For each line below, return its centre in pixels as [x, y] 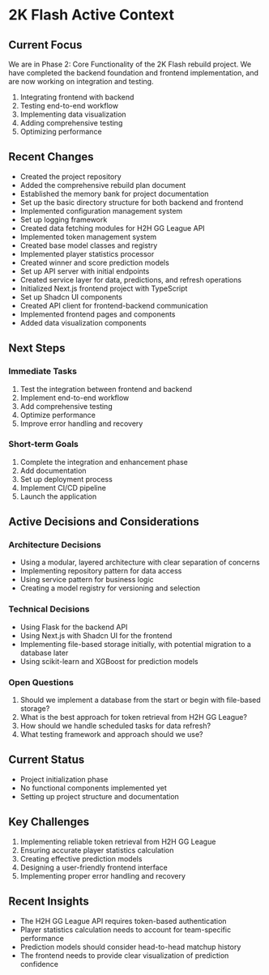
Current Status [47, 760]
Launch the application [58, 496]
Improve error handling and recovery [81, 424]
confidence [39, 964]
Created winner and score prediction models [95, 262]
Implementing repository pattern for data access [101, 571]
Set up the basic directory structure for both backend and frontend [132, 202]
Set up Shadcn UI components [71, 296]
